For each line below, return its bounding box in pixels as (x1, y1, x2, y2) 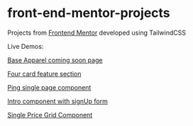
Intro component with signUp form (7, 97, 108, 105)
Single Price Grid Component (7, 110, 93, 119)
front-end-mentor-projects (7, 5, 170, 21)
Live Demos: (7, 42, 44, 50)
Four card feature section (7, 69, 82, 78)
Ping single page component (7, 83, 92, 91)
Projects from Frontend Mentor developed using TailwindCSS (7, 28, 187, 37)
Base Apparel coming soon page (7, 55, 103, 64)
